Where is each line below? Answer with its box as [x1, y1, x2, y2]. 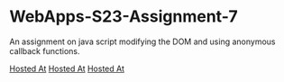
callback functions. [9, 45, 80, 56]
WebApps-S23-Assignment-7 [9, 6, 238, 27]
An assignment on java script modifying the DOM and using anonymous [9, 36, 276, 47]
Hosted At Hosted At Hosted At [9, 63, 124, 74]
